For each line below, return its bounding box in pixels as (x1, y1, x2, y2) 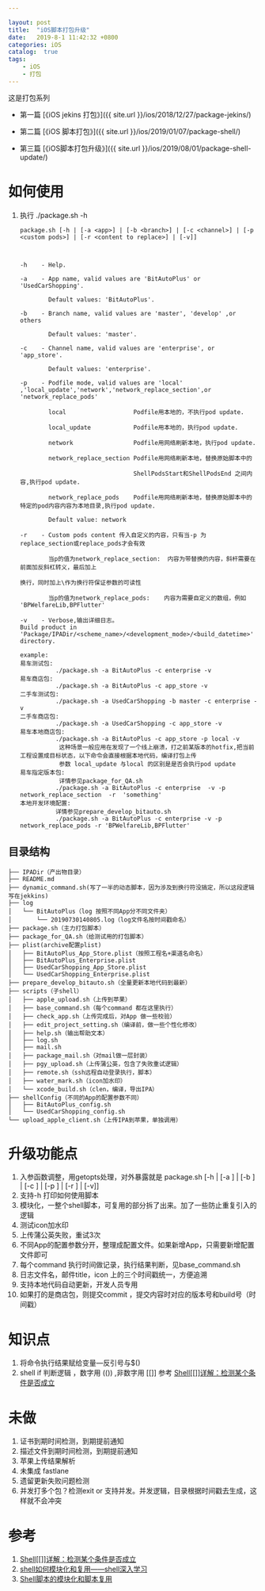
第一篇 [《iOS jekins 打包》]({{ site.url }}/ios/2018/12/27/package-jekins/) (19, 109, 252, 119)
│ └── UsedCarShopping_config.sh (8, 1107, 126, 1115)
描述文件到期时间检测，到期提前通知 (19, 1447, 138, 1456)
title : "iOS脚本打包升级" (8, 25, 90, 34)
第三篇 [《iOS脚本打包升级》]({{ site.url (19, 144, 141, 153)
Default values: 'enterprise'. (48, 365, 152, 373)
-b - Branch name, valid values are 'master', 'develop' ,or (19, 309, 237, 317)
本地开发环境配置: (19, 799, 71, 807)
